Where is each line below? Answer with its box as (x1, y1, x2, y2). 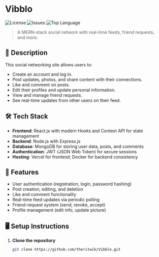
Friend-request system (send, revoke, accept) (12, 202, 106, 208)
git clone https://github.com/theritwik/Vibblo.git (12, 247, 121, 252)
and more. (17, 34, 38, 40)
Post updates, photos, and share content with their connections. (12, 76, 143, 82)
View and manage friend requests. (12, 92, 83, 98)
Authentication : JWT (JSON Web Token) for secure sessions (12, 148, 137, 154)
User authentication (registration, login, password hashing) (12, 181, 132, 187)
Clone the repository (12, 237, 56, 244)
